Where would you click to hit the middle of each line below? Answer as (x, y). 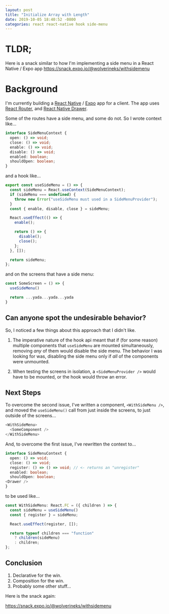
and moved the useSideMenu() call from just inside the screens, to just (78, 410)
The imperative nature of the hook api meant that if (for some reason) (85, 340)
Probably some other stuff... (42, 586)
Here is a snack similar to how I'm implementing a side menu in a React (79, 63)
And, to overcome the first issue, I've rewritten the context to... (71, 444)
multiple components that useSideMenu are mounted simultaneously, (83, 345)
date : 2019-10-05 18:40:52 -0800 (41, 19)
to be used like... (23, 496)
